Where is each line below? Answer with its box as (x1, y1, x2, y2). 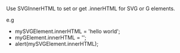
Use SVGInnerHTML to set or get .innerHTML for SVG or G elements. (6, 5, 175, 12)
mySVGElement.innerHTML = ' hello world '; (14, 28, 120, 35)
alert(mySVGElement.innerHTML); (14, 41, 99, 47)
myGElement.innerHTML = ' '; (14, 34, 86, 41)
